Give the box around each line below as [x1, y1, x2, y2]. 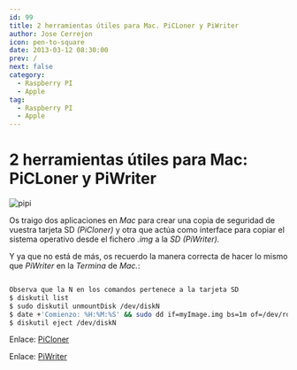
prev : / [9, 54, 38, 63]
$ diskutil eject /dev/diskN [9, 318, 117, 328]
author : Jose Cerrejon [9, 29, 93, 38]
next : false [9, 63, 53, 72]
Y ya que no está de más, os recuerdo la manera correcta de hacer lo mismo [9, 251, 288, 262]
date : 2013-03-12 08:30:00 [9, 46, 109, 55]
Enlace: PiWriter [9, 351, 68, 362]
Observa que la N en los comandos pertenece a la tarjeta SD [9, 285, 240, 295]
